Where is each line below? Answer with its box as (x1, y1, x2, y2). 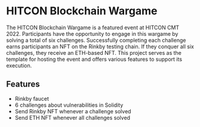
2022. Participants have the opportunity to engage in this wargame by (6, 30, 179, 37)
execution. (6, 61, 32, 69)
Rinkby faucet (14, 95, 50, 102)
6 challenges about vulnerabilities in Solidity (14, 101, 124, 109)
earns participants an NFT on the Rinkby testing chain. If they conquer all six (6, 43, 195, 50)
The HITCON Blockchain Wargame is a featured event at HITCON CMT (6, 24, 180, 31)
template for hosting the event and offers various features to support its (6, 55, 183, 63)
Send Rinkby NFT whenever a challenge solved (14, 107, 131, 114)
